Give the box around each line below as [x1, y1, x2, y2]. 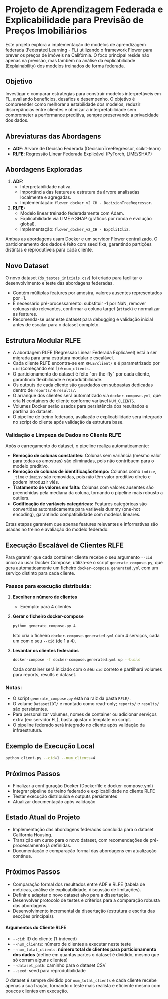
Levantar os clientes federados [12, 648, 79, 654]
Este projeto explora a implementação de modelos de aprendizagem [5, 41, 146, 47]
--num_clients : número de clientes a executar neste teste [12, 941, 131, 947]
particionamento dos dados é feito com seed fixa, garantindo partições [5, 241, 152, 247]
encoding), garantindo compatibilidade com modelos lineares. [12, 511, 141, 518]
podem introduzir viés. [12, 479, 59, 485]
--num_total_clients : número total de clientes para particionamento [12, 946, 157, 952]
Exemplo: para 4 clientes [20, 604, 71, 610]
